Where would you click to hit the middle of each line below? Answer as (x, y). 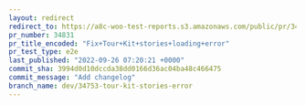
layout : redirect (42, 18)
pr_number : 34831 (42, 35)
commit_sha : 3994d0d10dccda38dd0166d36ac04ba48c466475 (115, 69)
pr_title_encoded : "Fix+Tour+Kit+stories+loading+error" (119, 43)
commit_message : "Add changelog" (72, 78)
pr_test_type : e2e (43, 52)
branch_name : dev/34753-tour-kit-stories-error (101, 86)
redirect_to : (33, 26)
